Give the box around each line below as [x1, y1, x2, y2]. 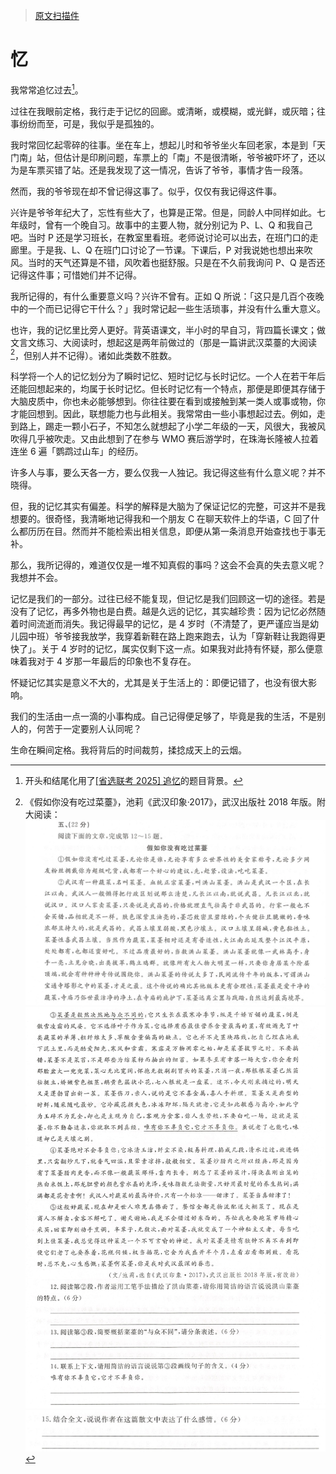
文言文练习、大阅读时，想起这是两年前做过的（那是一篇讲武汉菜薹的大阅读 [10, 336, 317, 348]
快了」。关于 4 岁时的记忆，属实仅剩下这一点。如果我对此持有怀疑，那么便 [10, 643, 315, 655]
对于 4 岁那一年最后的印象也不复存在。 [36, 655, 197, 668]
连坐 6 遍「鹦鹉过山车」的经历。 [10, 445, 144, 458]
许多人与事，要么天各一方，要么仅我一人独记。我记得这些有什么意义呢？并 [10, 467, 317, 479]
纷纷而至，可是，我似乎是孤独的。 [18, 117, 160, 129]
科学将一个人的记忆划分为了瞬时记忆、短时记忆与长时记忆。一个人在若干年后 [10, 370, 326, 383]
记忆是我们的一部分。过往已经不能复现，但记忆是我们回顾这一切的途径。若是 [10, 593, 326, 605]
